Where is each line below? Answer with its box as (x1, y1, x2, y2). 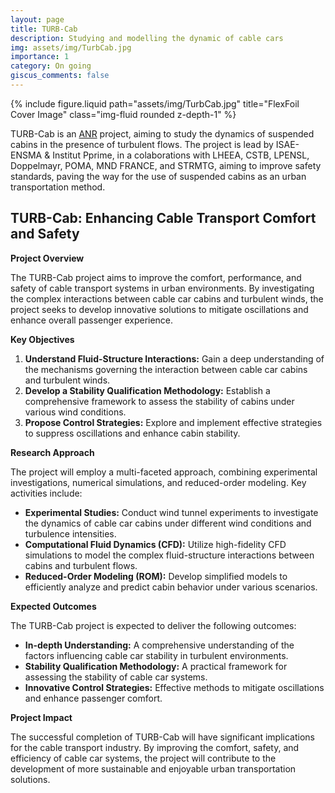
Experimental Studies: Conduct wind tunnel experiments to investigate (24, 506, 319, 518)
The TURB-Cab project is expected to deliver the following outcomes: (10, 619, 297, 631)
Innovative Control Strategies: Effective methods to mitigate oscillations (24, 681, 325, 693)
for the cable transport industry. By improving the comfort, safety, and (10, 741, 300, 753)
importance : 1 (10, 52, 70, 62)
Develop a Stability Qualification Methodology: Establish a (24, 384, 271, 396)
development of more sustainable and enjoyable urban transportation (10, 762, 297, 775)
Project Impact (10, 711, 73, 723)
